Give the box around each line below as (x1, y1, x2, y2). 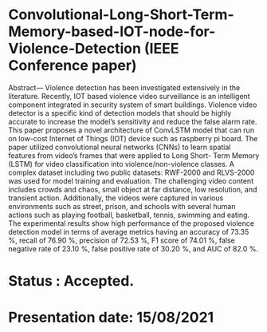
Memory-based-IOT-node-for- (8, 22, 216, 41)
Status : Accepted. (8, 272, 135, 290)
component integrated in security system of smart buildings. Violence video (8, 100, 257, 109)
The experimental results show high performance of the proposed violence (8, 218, 255, 228)
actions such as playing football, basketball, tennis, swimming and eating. (8, 210, 249, 219)
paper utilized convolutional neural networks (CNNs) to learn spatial (8, 142, 231, 152)
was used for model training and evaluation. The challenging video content (8, 176, 253, 185)
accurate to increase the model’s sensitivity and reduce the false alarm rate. (8, 117, 257, 126)
